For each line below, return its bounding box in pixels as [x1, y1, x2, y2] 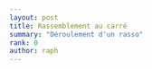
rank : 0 [9, 38, 39, 47]
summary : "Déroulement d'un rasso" [9, 30, 144, 39]
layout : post [9, 13, 59, 22]
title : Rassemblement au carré [9, 22, 128, 30]
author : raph [9, 47, 59, 56]
